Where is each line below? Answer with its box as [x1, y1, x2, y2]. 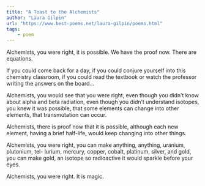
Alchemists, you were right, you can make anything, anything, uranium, [6, 141, 185, 149]
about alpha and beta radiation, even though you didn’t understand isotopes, [6, 99, 199, 106]
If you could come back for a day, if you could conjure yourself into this [6, 67, 186, 74]
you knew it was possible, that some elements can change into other [6, 105, 179, 112]
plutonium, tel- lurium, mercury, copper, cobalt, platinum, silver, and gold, [6, 148, 192, 155]
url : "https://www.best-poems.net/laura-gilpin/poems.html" [6, 20, 163, 26]
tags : [6, 26, 20, 32]
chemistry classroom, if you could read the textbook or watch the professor [6, 73, 197, 81]
